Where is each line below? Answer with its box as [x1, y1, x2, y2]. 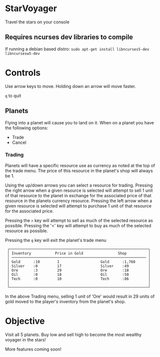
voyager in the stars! [5, 337, 46, 342]
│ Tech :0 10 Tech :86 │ [7, 276, 151, 281]
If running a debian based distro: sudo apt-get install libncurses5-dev [5, 46, 149, 51]
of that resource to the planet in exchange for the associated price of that [5, 192, 152, 198]
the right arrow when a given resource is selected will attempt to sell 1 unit [5, 187, 153, 193]
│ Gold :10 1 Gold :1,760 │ [7, 259, 151, 264]
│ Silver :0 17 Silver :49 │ [7, 263, 151, 269]
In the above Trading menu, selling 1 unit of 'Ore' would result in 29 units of [5, 293, 155, 299]
